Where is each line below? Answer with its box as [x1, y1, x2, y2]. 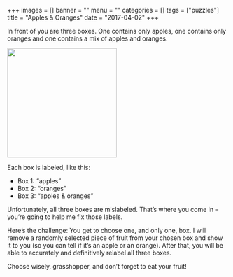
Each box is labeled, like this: [7, 164, 91, 171]
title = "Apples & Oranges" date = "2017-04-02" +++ [7, 13, 160, 22]
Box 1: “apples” [17, 177, 62, 185]
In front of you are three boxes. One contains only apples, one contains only [7, 27, 226, 35]
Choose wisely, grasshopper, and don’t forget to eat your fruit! [7, 262, 187, 270]
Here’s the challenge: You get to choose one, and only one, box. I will [7, 227, 206, 234]
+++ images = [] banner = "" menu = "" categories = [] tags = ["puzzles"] [7, 6, 219, 14]
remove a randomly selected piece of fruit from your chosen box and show [7, 234, 223, 242]
